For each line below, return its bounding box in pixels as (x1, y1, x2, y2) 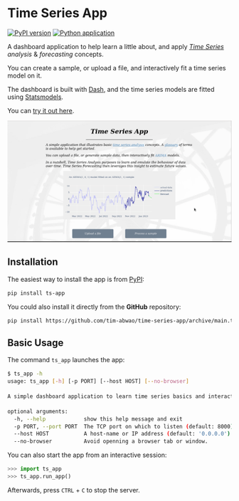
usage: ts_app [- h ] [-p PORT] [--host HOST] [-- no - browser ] (7, 378, 190, 385)
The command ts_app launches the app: (7, 356, 125, 364)
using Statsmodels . (7, 93, 64, 101)
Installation (7, 256, 58, 268)
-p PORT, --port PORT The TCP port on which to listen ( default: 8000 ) (14, 423, 234, 430)
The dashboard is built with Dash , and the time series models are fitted (7, 85, 215, 93)
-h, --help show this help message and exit (14, 415, 183, 423)
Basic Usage (7, 337, 64, 349)
